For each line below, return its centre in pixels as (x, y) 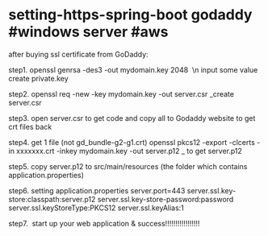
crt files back (30, 126)
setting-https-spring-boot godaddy (130, 15)
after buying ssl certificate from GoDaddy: (78, 54)
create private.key (38, 78)
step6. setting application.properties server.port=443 (97, 190)
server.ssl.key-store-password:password (165, 199)
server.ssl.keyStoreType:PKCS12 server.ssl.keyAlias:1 (96, 208)
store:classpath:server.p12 (52, 199)
